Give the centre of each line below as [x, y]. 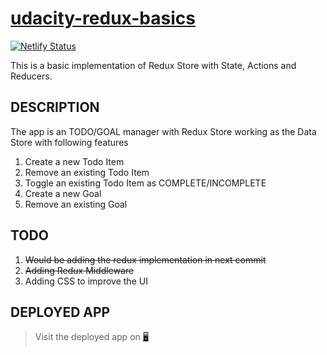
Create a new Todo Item [74, 161]
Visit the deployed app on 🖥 [91, 337]
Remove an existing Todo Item [87, 172]
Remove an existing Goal [76, 204]
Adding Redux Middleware [79, 270]
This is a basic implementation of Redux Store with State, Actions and [153, 65]
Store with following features [69, 142]
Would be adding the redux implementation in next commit [145, 259]
